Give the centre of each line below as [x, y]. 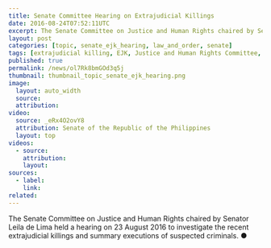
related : [23, 195]
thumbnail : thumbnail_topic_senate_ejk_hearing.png [97, 76]
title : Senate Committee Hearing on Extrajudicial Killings [112, 16]
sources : [23, 173]
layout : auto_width [48, 91]
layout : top [36, 135]
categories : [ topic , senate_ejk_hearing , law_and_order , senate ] [120, 46]
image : [19, 83]
